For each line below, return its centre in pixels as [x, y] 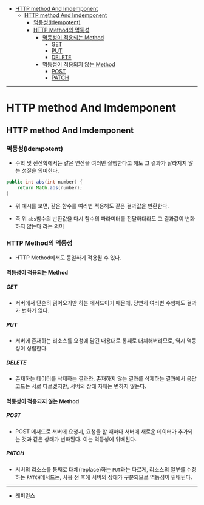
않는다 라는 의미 [45, 226]
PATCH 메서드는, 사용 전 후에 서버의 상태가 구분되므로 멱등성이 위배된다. [109, 477]
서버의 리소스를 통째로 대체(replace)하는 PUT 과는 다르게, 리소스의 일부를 [100, 469]
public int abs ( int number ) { [45, 182]
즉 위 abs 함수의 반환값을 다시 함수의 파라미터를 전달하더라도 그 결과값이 [99, 218]
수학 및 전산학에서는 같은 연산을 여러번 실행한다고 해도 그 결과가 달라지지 [101, 162]
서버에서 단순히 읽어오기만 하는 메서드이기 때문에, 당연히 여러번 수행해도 [100, 303]
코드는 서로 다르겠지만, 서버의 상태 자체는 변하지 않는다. [81, 386]
